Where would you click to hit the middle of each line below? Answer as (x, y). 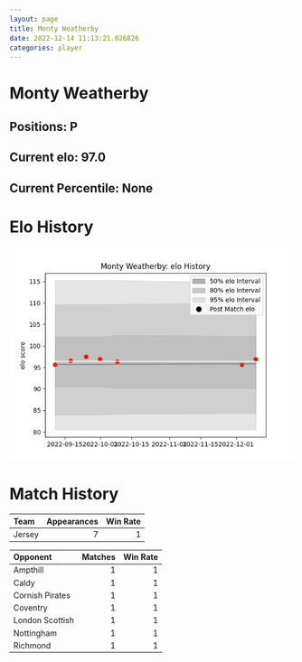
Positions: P (44, 126)
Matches (99, 557)
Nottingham (35, 633)
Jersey (26, 535)
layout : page (34, 19)
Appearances (73, 521)
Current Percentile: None (81, 188)
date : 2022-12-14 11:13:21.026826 (75, 38)
